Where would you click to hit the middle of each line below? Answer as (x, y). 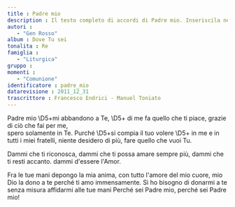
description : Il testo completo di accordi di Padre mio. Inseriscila (114, 20)
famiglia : (23, 53)
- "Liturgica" (37, 59)
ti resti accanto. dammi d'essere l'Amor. (64, 161)
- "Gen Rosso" (37, 33)
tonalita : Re (28, 46)
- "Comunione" (37, 79)
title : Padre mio (34, 14)
